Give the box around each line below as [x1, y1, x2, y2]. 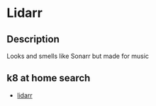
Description [6, 33, 60, 45]
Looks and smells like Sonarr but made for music [6, 52, 150, 60]
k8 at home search [6, 72, 91, 84]
